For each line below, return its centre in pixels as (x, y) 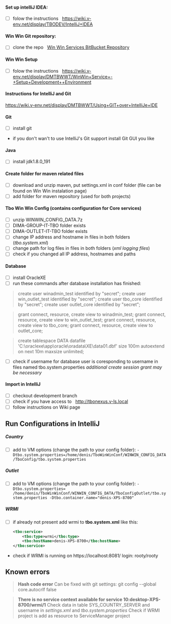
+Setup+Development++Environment (52, 82)
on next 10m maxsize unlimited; (51, 351)
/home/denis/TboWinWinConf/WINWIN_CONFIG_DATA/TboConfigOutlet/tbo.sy (89, 493)
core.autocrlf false (37, 590)
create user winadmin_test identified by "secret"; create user (82, 293)
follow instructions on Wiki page (46, 407)
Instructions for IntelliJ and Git (38, 94)
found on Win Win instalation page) (50, 191)
